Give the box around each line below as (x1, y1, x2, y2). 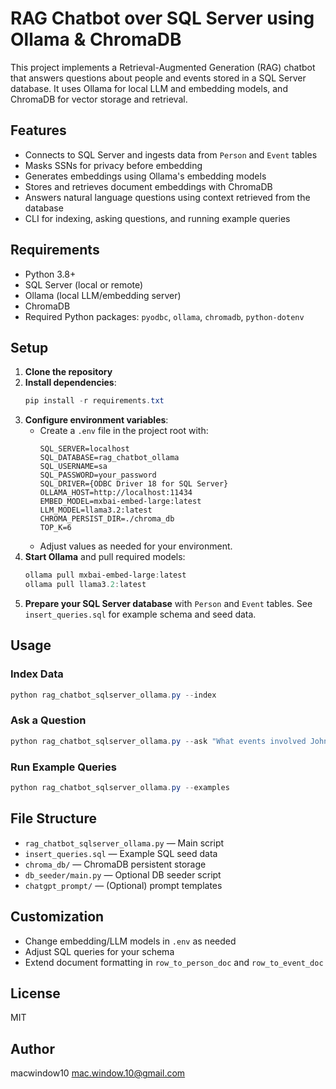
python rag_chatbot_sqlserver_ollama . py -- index (10, 690, 217, 700)
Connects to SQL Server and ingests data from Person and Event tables (24, 148, 318, 161)
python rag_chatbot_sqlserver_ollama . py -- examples (10, 783, 230, 793)
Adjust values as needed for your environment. (39, 540, 233, 552)
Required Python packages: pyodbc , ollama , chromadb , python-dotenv (24, 310, 305, 322)
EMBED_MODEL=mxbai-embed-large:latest (39, 497, 202, 507)
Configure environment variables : (24, 414, 169, 426)
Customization (10, 908, 105, 926)
